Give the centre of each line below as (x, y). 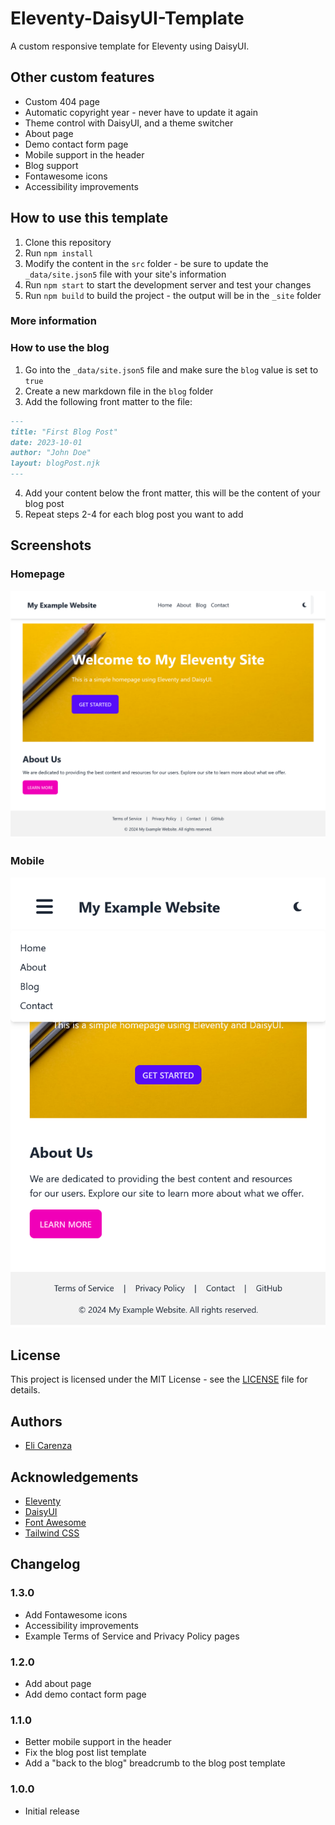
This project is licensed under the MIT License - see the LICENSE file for (159, 1379)
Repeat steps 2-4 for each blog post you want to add (134, 514)
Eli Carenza (48, 1446)
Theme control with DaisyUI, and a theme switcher (129, 123)
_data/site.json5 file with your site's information (125, 274)
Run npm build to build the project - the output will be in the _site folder (173, 295)
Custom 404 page (62, 101)
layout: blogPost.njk (55, 463)
